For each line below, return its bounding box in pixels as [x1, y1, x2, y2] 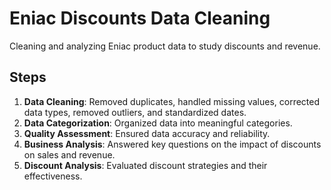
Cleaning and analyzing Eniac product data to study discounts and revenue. [9, 40, 321, 52]
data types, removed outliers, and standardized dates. [23, 106, 247, 118]
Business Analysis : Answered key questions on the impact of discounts [23, 138, 322, 150]
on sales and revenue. [23, 148, 116, 161]
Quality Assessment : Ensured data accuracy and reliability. [23, 127, 271, 139]
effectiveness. [23, 170, 83, 182]
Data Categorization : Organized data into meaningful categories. [23, 117, 293, 129]
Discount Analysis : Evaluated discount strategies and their [23, 159, 268, 171]
